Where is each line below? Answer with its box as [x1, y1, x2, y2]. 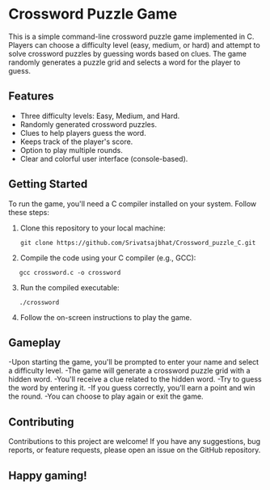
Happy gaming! [8, 468, 87, 482]
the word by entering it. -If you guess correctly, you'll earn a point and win [8, 383, 256, 393]
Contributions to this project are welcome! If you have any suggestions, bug [8, 437, 261, 446]
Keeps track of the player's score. [19, 137, 133, 146]
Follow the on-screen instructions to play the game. [19, 312, 192, 322]
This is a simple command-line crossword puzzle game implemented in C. [8, 32, 255, 41]
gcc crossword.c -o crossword [19, 268, 121, 277]
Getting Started [8, 177, 88, 191]
